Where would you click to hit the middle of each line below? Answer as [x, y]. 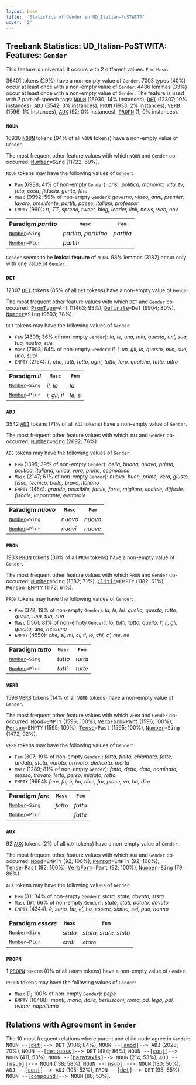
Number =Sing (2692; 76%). [64, 441]
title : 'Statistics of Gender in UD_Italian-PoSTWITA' [75, 17]
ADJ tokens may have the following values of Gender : [68, 453]
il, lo [52, 385]
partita [122, 234]
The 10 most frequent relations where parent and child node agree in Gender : [98, 1039]
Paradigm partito [33, 224]
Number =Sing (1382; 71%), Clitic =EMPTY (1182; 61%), [98, 581]
